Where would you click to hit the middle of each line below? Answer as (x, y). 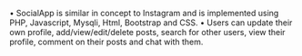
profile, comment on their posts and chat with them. (106, 42)
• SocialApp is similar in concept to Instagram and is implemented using (144, 13)
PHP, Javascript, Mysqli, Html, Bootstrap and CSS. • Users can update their (151, 23)
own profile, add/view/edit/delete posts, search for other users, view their (147, 32)
